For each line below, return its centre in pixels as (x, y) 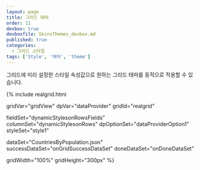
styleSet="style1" (28, 130)
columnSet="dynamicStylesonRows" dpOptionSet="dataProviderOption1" (98, 124)
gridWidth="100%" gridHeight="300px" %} (60, 160)
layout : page (23, 12)
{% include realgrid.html (36, 94)
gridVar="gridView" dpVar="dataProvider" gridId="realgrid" (81, 105)
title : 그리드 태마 (27, 17)
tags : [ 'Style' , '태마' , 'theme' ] (48, 57)
